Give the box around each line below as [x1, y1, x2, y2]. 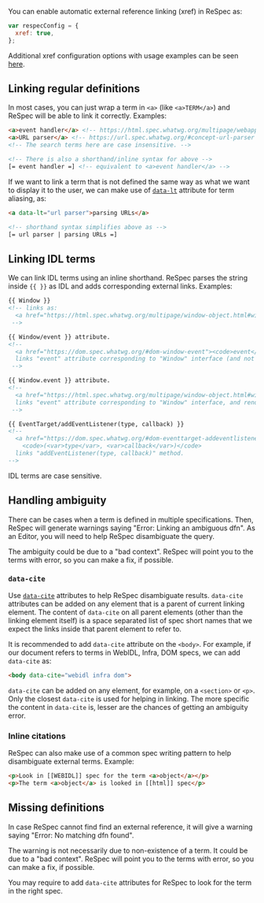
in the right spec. [8, 886, 63, 895]
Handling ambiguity [8, 494, 108, 507]
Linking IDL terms [8, 252, 96, 266]
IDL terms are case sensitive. [8, 470, 102, 480]
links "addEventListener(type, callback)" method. [15, 449, 185, 457]
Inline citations [8, 730, 66, 741]
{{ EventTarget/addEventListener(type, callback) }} [8, 420, 185, 428]
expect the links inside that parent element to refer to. [8, 624, 182, 634]
